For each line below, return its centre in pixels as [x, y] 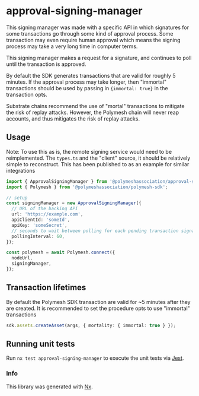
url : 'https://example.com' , [47, 214]
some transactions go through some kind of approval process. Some [90, 33]
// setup [17, 198]
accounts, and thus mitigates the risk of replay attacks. [73, 118]
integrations [21, 170]
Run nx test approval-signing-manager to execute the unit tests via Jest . [95, 358]
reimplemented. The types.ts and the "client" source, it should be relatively [98, 158]
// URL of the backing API [45, 209]
